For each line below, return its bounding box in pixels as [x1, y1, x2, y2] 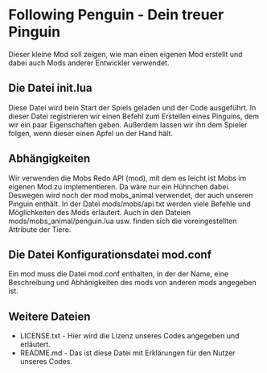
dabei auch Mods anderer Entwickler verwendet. [8, 58, 170, 68]
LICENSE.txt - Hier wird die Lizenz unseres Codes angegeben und [19, 331, 240, 341]
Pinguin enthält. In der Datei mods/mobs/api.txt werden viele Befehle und [8, 199, 251, 209]
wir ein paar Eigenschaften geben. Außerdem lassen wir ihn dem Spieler [8, 119, 248, 130]
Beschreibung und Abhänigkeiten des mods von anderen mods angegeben [8, 278, 257, 288]
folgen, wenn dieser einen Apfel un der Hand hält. [8, 128, 173, 138]
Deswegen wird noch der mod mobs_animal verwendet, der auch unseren [8, 190, 253, 200]
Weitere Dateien [8, 309, 91, 323]
